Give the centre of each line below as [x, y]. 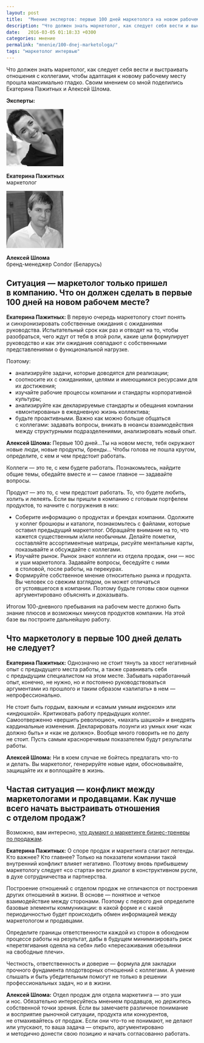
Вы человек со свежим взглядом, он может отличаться [87, 582]
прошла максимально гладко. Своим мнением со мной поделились [95, 82]
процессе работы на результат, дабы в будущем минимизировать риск [99, 939]
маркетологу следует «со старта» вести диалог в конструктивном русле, [102, 870]
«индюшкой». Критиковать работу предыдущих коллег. [79, 713]
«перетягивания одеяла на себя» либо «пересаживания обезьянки [94, 946]
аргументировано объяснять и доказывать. [72, 595]
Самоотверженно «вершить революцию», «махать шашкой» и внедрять [101, 720]
